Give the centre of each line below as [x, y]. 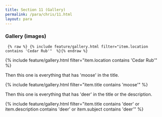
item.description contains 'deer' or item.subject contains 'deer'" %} [74, 109]
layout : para [19, 19]
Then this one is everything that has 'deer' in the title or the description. [79, 94]
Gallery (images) [26, 36]
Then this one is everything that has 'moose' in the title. [62, 75]
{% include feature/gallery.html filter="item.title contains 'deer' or [72, 104]
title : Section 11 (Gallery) [35, 10]
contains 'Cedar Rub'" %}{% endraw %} [47, 51]
